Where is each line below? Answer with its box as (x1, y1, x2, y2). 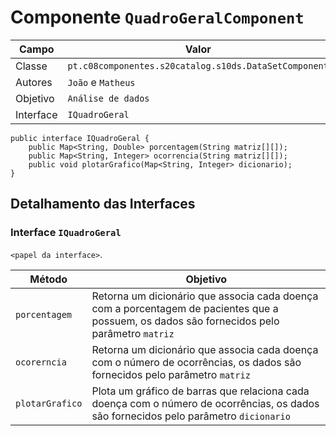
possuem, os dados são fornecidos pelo (91, 314, 280, 328)
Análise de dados (67, 92, 150, 104)
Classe (15, 59, 48, 73)
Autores (15, 75, 53, 89)
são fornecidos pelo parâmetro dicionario (91, 409, 291, 423)
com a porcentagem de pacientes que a (91, 301, 279, 315)
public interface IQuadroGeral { (10, 133, 150, 143)
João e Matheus (67, 75, 136, 89)
